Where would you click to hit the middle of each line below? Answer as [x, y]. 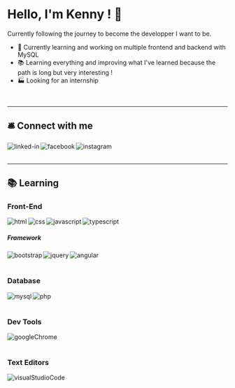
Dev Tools [24, 322]
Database [24, 281]
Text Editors [28, 362]
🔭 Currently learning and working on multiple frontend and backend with [121, 47]
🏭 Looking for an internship [58, 80]
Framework [24, 238]
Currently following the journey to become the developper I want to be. [109, 34]
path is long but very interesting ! [65, 72]
